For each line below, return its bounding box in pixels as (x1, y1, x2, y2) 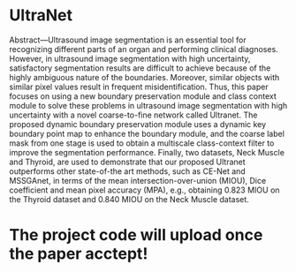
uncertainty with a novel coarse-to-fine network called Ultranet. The (9, 110, 258, 120)
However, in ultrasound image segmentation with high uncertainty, (9, 53, 251, 64)
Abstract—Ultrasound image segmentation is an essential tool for (9, 34, 247, 45)
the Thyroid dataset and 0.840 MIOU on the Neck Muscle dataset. (9, 193, 249, 204)
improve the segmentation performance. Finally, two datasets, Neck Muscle (9, 147, 285, 157)
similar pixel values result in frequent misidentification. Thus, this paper (9, 81, 269, 92)
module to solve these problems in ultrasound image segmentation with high (9, 100, 288, 110)
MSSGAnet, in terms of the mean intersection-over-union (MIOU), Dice (9, 175, 267, 185)
